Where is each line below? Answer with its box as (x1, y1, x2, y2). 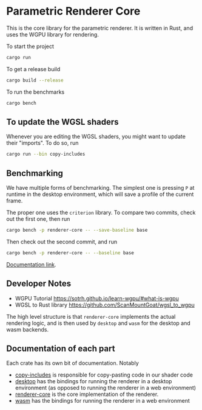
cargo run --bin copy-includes (6, 151, 86, 158)
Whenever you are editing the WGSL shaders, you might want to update (6, 133, 186, 141)
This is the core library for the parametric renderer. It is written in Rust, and (6, 24, 193, 32)
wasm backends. (6, 325, 49, 333)
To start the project (6, 43, 55, 50)
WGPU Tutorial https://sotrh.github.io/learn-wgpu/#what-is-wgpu (15, 294, 179, 302)
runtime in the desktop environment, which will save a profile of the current (6, 190, 194, 198)
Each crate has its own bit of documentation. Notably (6, 360, 140, 367)
